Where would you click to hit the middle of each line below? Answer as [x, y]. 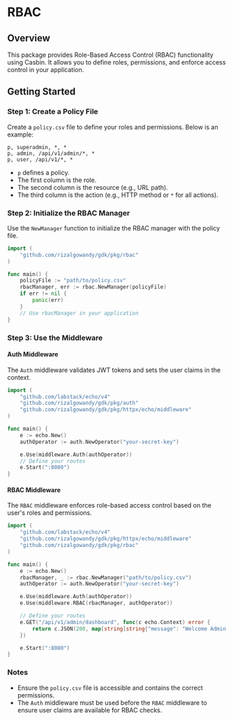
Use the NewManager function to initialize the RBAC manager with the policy [114, 228]
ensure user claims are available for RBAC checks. [90, 710]
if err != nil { [44, 294]
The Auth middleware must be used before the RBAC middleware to [112, 702]
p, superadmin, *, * [37, 147]
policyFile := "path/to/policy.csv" [73, 281]
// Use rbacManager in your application [79, 313]
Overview [29, 38]
